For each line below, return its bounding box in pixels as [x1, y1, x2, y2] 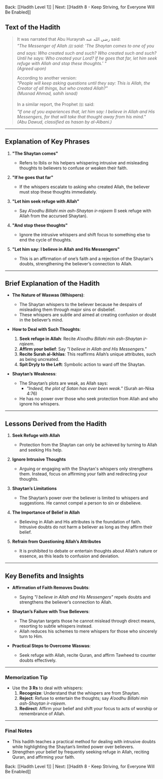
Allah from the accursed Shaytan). [19, 213, 88, 219]
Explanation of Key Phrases [5, 138, 90, 146]
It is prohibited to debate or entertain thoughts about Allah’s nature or [19, 548, 158, 554]
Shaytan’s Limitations [12, 486, 57, 491]
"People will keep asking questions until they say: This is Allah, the [16, 80, 150, 86]
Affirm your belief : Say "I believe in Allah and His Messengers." [19, 346, 147, 352]
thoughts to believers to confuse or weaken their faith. [19, 165, 128, 171]
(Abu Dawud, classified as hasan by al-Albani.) [16, 119, 112, 125]
